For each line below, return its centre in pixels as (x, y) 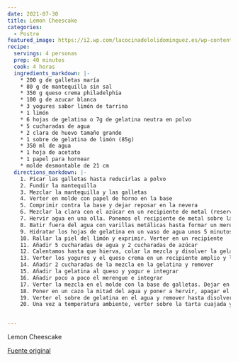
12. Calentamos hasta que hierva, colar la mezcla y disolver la (119, 252)
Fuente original (29, 351)
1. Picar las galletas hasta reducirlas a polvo (93, 179)
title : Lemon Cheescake (42, 21)
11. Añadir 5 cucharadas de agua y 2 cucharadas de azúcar (109, 245)
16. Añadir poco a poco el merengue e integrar (91, 278)
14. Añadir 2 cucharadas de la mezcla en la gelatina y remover (117, 265)
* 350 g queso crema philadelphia (71, 93)
